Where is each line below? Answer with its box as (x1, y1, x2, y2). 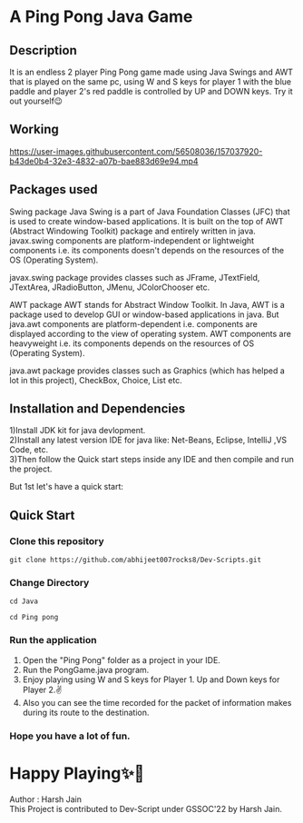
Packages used (9, 182, 98, 197)
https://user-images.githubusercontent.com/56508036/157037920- (9, 145, 263, 156)
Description (9, 43, 77, 58)
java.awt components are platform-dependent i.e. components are (9, 318, 259, 329)
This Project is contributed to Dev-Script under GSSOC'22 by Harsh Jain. (9, 803, 283, 814)
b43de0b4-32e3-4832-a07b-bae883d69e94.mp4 (9, 155, 199, 166)
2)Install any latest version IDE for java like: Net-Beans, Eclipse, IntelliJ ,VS (9, 434, 288, 446)
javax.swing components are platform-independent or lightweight (9, 234, 255, 246)
